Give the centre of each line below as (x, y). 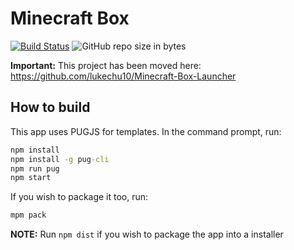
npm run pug (35, 168)
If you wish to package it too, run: (79, 197)
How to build (50, 107)
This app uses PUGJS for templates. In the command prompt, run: (146, 131)
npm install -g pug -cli (60, 159)
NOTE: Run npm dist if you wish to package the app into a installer (147, 234)
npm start (31, 178)
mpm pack (28, 215)
